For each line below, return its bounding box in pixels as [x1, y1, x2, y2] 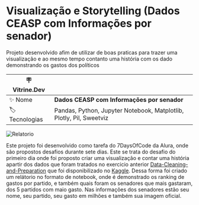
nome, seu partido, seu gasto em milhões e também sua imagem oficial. [6, 192, 182, 199]
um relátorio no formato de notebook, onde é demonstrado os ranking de [6, 173, 185, 180]
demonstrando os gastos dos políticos [6, 61, 99, 69]
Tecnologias [9, 115, 43, 123]
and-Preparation [6, 167, 46, 174]
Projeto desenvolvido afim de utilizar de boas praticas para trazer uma [6, 49, 178, 56]
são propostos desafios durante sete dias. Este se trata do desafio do [6, 148, 176, 155]
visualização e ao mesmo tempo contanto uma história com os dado [6, 55, 173, 62]
